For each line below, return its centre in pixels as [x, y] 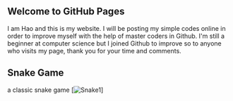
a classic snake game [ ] [55, 90]
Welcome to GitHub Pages [66, 12]
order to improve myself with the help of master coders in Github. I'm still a [116, 36]
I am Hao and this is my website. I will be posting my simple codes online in [116, 28]
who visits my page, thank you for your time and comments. [94, 50]
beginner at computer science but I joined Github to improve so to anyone [115, 43]
